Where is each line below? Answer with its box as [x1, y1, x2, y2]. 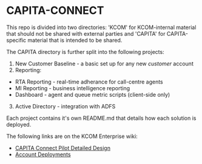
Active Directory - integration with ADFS [15, 102, 116, 110]
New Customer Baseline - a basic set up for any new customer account [15, 60, 194, 67]
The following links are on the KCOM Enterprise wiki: [6, 133, 138, 140]
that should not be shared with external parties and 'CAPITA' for [6, 30, 166, 37]
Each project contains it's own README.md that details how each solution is [6, 114, 197, 122]
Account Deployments [15, 151, 71, 158]
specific [6, 36, 27, 44]
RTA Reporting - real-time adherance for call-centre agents [15, 78, 164, 85]
